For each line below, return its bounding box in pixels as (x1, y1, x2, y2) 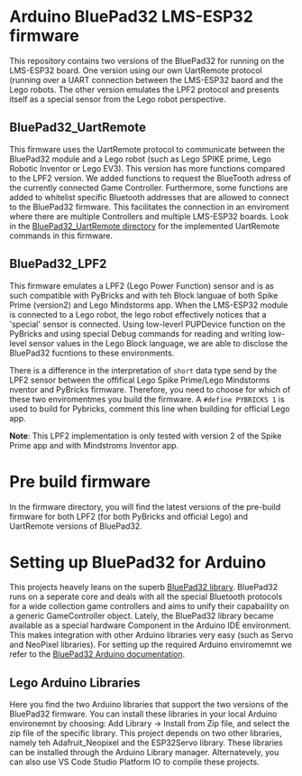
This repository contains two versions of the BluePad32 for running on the (9, 55, 285, 66)
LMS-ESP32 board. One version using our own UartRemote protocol (9, 65, 263, 76)
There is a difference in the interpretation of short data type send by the (9, 365, 278, 375)
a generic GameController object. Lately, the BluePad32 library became (9, 611, 275, 622)
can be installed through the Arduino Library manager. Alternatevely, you (9, 747, 279, 758)
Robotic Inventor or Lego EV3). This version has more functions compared (9, 162, 286, 173)
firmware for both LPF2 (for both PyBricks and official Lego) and (9, 511, 249, 522)
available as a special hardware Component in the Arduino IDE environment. (9, 620, 291, 631)
